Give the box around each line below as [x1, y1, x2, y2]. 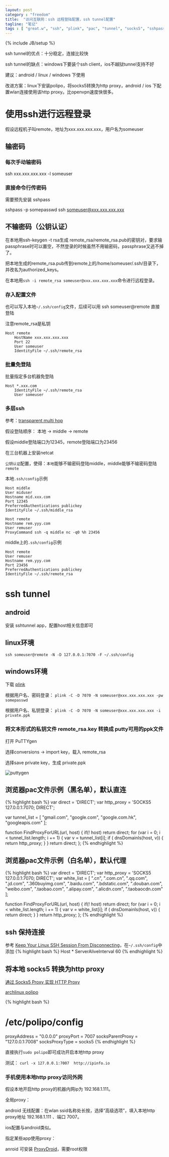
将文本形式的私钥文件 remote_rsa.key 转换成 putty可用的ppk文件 [5, 726, 163, 733]
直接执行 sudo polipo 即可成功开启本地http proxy [5, 1049, 104, 1055]
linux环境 [5, 638, 34, 647]
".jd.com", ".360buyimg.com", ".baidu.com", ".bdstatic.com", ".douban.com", [5, 881, 162, 887]
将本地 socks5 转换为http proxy [5, 965, 105, 973]
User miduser [5, 490, 33, 495]
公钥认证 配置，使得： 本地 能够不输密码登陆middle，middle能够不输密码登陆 [5, 460, 157, 466]
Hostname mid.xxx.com [5, 494, 51, 499]
